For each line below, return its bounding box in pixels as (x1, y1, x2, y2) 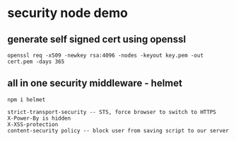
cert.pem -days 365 (7, 58, 65, 65)
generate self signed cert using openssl (7, 33, 186, 45)
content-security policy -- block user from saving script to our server (7, 127, 230, 134)
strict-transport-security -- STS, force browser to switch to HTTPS (7, 108, 217, 115)
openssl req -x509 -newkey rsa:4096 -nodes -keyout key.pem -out (7, 52, 203, 59)
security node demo (7, 5, 129, 21)
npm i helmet (7, 96, 46, 103)
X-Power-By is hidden (7, 115, 71, 122)
